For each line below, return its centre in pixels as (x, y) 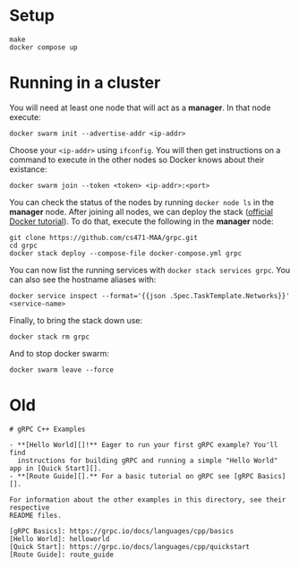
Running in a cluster (85, 83)
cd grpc (24, 245)
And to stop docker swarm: (60, 353)
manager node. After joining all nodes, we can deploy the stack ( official (141, 211)
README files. (36, 515)
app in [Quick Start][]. (56, 468)
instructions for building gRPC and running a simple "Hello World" (148, 460)
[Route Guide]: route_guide (62, 555)
